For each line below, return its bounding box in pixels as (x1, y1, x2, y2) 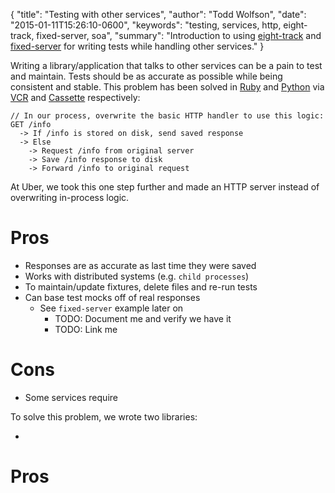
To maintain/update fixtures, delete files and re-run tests (24, 280, 258, 293)
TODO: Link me (54, 323, 118, 335)
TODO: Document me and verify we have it (54, 312, 232, 324)
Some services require (24, 391, 118, 403)
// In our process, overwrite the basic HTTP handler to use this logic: (10, 111, 325, 121)
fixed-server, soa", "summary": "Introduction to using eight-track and (36, 30, 322, 41)
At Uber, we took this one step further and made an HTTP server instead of (10, 181, 320, 193)
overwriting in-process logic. (10, 192, 130, 203)
